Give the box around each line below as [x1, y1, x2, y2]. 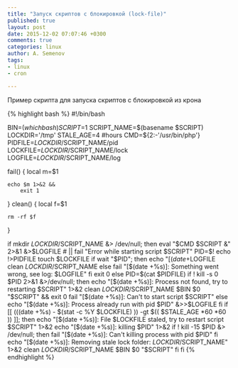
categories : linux [7, 43, 62, 50]
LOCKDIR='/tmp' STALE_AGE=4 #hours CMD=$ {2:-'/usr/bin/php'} [7, 131, 201, 139]
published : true [7, 17, 55, 24]
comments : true [7, 37, 53, 44]
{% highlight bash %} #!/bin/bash [7, 109, 105, 118]
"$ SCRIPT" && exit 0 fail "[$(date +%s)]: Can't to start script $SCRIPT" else [7, 292, 229, 301]
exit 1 [20, 187, 40, 194]
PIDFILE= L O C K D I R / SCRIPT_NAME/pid [7, 138, 119, 146]
